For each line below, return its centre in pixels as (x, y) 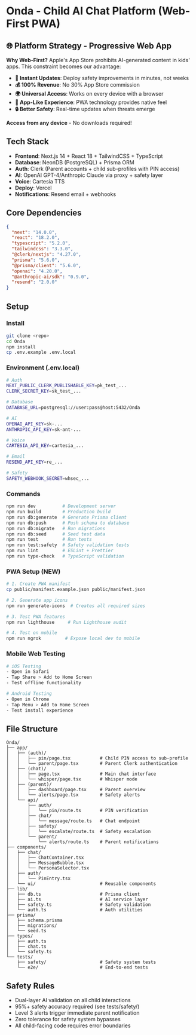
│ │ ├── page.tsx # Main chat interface (81, 774)
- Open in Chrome (28, 699)
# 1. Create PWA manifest (38, 584)
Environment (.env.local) (43, 368)
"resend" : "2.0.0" (35, 282)
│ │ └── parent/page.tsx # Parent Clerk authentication (92, 764)
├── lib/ (17, 889)
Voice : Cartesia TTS (40, 181)
